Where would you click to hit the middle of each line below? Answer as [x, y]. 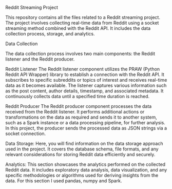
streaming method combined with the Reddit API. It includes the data [78, 28]
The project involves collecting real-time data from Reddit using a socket [82, 23]
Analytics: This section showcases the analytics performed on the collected [85, 164]
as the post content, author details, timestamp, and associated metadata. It [84, 91]
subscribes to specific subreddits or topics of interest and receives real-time [86, 80]
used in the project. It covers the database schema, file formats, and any [82, 149]
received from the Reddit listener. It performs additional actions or [75, 112]
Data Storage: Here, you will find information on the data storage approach [84, 144]
